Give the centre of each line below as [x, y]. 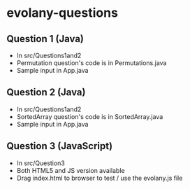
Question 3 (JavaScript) [60, 146]
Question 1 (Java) [45, 39]
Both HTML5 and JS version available [71, 170]
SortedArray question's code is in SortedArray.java [90, 116]
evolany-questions [62, 13]
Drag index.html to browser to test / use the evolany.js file [100, 178]
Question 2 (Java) [46, 92]
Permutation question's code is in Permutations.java [92, 63]
